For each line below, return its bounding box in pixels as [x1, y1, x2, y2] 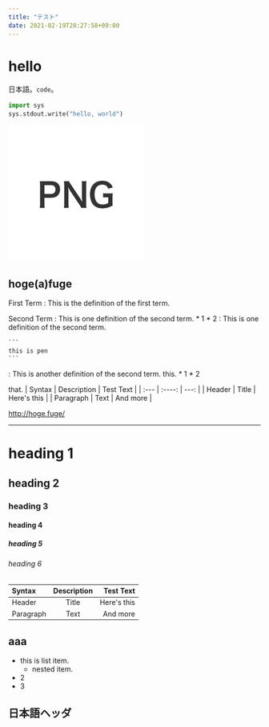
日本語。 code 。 [8, 84, 58, 94]
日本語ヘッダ [8, 707, 72, 721]
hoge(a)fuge [8, 277, 72, 291]
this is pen [8, 347, 48, 355]
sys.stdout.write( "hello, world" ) [8, 110, 124, 118]
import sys [8, 101, 45, 110]
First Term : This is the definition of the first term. [8, 298, 171, 308]
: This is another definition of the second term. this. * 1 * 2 [8, 370, 200, 378]
